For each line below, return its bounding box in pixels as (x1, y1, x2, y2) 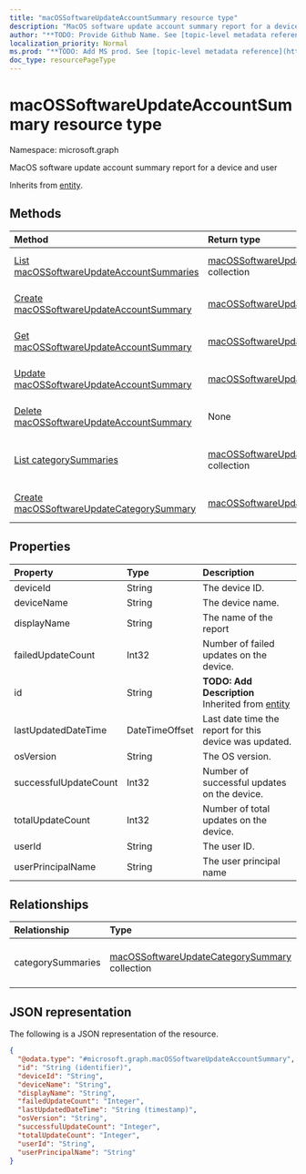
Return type (208, 233, 261, 246)
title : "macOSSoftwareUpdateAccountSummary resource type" (9, 13, 239, 23)
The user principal (202, 854, 280, 867)
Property (14, 566, 54, 578)
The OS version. (202, 750, 271, 762)
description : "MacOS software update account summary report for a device (9, 22, 300, 31)
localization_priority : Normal (9, 38, 128, 48)
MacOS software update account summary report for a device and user (9, 161, 278, 173)
